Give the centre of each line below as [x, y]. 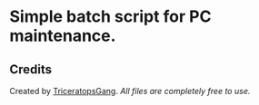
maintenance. [63, 36]
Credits [31, 69]
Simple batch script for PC [110, 17]
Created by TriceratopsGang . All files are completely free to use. [130, 91]
